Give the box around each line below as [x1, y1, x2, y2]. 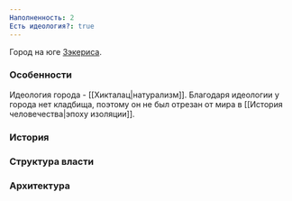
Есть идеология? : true [9, 22, 95, 31]
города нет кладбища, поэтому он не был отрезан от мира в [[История [9, 98, 283, 109]
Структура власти [9, 155, 95, 168]
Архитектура [9, 179, 70, 192]
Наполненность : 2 [9, 13, 75, 23]
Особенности [9, 69, 72, 81]
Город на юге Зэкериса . [9, 46, 102, 57]
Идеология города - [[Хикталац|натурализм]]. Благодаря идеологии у [9, 89, 279, 100]
